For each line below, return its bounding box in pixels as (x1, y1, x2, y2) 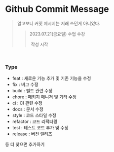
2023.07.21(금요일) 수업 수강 (29, 31, 85, 37)
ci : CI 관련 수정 (12, 100, 43, 106)
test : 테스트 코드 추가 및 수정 (12, 125, 69, 131)
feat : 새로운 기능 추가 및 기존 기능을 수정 (12, 76, 91, 81)
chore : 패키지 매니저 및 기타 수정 (12, 94, 77, 100)
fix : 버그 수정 (12, 81, 38, 87)
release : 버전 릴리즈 (12, 131, 53, 137)
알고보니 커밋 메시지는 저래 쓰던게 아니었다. (17, 20, 101, 26)
